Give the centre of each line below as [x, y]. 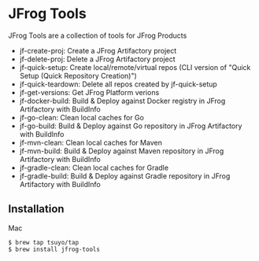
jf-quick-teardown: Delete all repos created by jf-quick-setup [118, 84]
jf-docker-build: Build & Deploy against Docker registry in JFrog [122, 101]
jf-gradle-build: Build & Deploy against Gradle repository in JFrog [125, 176]
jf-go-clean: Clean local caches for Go [81, 117]
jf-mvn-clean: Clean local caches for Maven [91, 142]
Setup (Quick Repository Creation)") [78, 75]
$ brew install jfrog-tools [54, 249]
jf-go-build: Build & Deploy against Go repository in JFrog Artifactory [131, 126]
